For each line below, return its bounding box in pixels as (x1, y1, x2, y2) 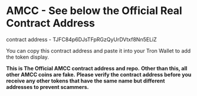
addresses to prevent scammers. (6, 83, 89, 90)
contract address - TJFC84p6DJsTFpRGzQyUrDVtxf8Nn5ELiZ (6, 36, 157, 43)
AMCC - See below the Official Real (6, 4, 183, 18)
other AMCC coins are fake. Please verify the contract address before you (6, 71, 192, 78)
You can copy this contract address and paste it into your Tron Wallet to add (6, 47, 191, 54)
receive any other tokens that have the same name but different (6, 77, 165, 84)
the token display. (6, 53, 49, 60)
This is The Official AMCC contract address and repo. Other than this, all (6, 64, 188, 71)
